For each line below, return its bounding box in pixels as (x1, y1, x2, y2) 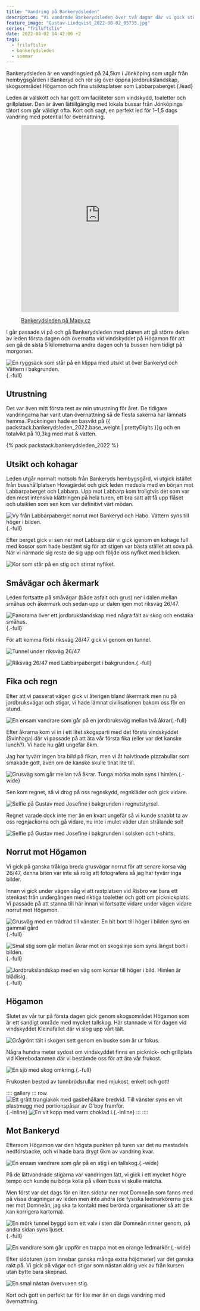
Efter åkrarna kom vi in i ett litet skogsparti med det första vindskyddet (6, 728, 179, 736)
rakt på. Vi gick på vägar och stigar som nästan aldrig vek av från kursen (6, 1262, 185, 1269)
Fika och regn (6, 676, 58, 687)
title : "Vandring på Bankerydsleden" (6, 8, 100, 15)
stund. (6, 705, 22, 712)
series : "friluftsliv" (6, 25, 62, 32)
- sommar (11, 53, 33, 59)
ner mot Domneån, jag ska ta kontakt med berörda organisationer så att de (6, 1202, 189, 1209)
